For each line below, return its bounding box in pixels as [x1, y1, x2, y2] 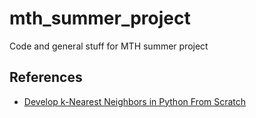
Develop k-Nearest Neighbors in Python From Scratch [23, 95, 247, 107]
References [9, 69, 83, 86]
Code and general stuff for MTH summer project [9, 40, 209, 52]
